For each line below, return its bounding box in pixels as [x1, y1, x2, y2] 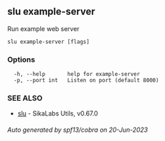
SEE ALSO [7, 94, 43, 103]
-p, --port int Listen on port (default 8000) [13, 77, 159, 84]
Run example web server [7, 24, 80, 33]
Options [7, 55, 35, 64]
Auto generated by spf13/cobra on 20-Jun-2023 [7, 125, 148, 134]
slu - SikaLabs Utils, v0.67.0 [17, 109, 99, 118]
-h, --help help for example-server [13, 71, 140, 78]
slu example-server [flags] [7, 38, 90, 45]
